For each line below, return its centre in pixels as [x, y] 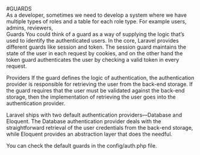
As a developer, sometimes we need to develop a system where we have [96, 15]
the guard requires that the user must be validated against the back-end [95, 90]
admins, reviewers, [30, 28]
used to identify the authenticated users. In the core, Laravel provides [92, 41]
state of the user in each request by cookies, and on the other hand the [95, 53]
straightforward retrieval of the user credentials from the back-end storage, [100, 128]
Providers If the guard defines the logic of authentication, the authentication [100, 78]
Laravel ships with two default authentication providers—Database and [94, 115]
